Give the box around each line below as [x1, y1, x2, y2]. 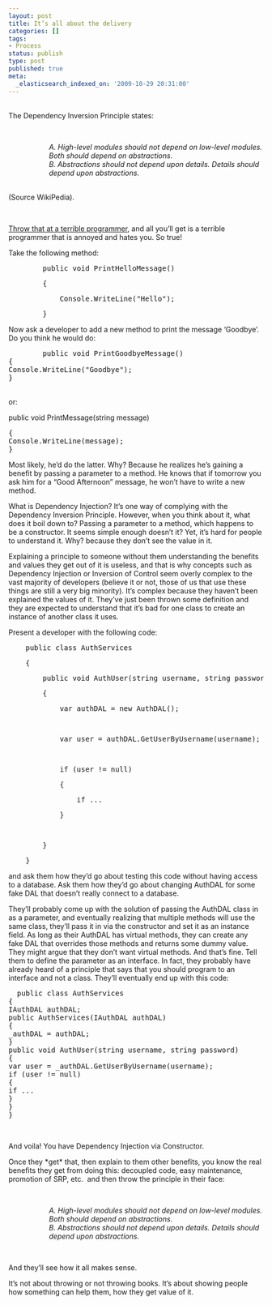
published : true [8, 65, 63, 73]
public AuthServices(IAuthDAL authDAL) [8, 1012, 167, 1022]
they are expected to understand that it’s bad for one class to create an [8, 603, 245, 613]
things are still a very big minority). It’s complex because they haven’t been [8, 585, 258, 596]
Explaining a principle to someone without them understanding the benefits [8, 551, 259, 561]
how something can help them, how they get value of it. [8, 1286, 194, 1297]
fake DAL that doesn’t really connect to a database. [8, 888, 180, 898]
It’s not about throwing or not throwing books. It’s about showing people [8, 1278, 249, 1288]
